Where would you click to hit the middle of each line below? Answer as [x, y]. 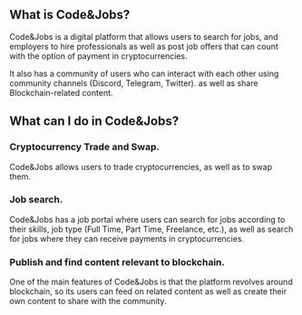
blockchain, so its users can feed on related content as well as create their [148, 291]
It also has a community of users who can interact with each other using [144, 73]
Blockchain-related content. [61, 92]
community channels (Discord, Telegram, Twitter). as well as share [134, 83]
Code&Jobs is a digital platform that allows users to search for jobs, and [144, 36]
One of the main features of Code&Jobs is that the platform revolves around [151, 282]
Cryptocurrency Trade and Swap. [85, 147]
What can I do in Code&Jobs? [94, 121]
